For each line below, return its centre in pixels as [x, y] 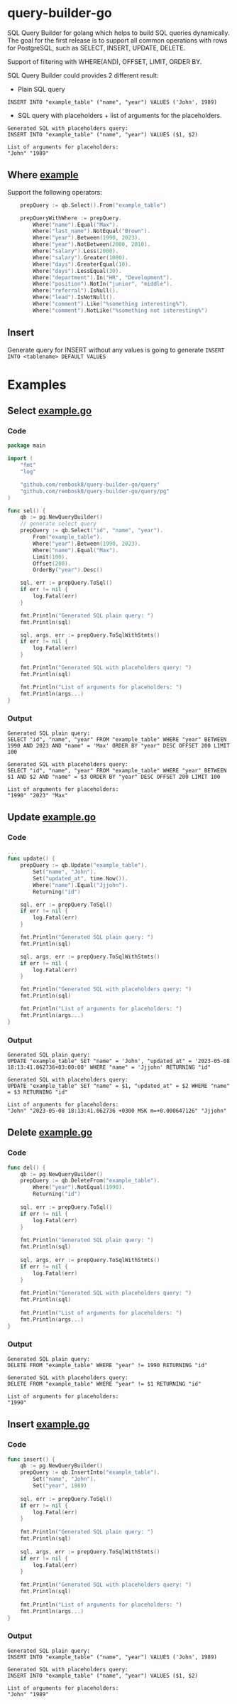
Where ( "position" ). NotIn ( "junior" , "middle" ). [103, 284]
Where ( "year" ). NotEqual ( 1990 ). [79, 1187]
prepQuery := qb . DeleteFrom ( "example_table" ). [90, 1181]
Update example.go [52, 818]
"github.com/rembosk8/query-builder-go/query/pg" [95, 491]
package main [27, 446]
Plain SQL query [41, 89]
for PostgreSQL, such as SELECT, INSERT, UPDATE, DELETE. [97, 48]
